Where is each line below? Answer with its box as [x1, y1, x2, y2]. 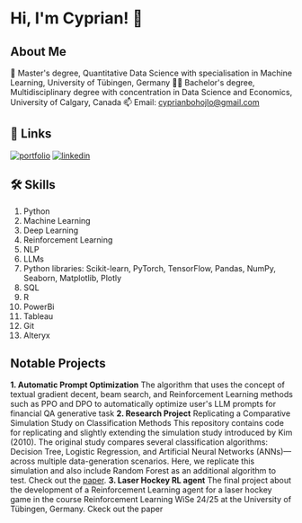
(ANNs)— [255, 447, 292, 457]
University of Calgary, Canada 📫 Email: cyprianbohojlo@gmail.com [10, 97, 260, 107]
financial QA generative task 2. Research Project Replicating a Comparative [10, 408, 291, 419]
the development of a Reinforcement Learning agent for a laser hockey [10, 484, 272, 495]
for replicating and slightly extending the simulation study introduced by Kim [10, 427, 293, 439]
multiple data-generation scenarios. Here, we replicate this [37, 456, 255, 466]
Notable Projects [10, 356, 106, 371]
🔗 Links [10, 126, 52, 142]
